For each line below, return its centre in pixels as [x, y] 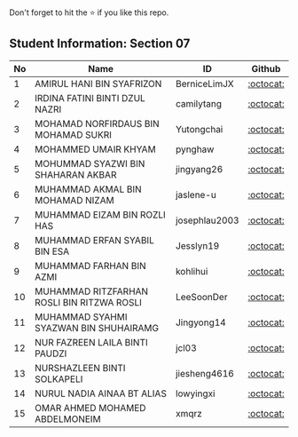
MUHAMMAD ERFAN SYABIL [95, 240]
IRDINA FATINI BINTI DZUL [90, 98]
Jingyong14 [201, 322]
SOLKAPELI [59, 378]
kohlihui [192, 271]
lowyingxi [196, 393]
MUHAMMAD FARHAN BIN [90, 266]
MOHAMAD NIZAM [74, 200]
